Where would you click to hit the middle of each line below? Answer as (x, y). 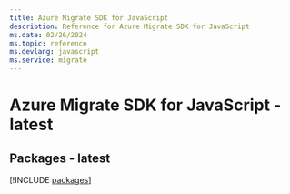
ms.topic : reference (49, 43)
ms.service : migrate (49, 60)
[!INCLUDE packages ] (50, 180)
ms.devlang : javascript (55, 52)
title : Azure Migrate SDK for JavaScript (89, 18)
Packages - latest (60, 158)
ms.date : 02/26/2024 (49, 35)
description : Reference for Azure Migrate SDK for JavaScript (130, 26)
